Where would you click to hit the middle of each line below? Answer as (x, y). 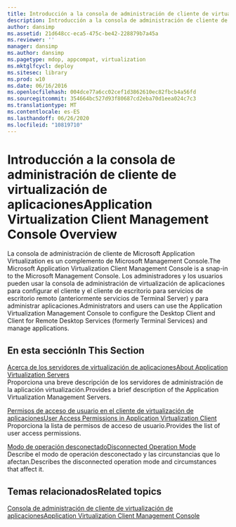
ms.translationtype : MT (42, 105)
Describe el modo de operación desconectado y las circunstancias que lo (114, 455)
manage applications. (38, 328)
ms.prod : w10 (26, 79)
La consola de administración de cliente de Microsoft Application (101, 254)
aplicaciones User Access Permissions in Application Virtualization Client (112, 418)
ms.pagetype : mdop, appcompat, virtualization (77, 60)
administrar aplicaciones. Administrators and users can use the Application (115, 306)
